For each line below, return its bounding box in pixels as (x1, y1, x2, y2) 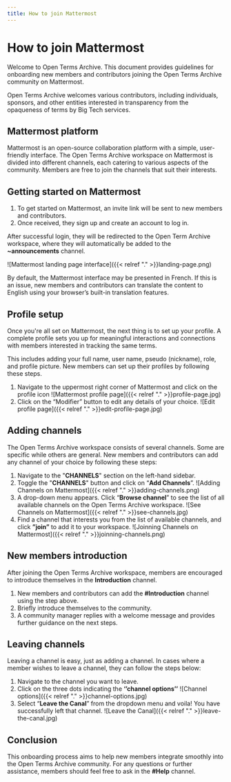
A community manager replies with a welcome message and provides (17, 611, 215, 619)
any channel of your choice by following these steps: (7, 457, 157, 466)
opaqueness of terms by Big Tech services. (7, 105, 131, 114)
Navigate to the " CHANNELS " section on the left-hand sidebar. (17, 471, 197, 479)
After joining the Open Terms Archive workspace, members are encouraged (7, 568, 223, 577)
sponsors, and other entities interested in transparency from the (7, 98, 189, 106)
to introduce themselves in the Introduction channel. (7, 575, 157, 584)
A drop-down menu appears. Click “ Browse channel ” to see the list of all (17, 493, 225, 502)
